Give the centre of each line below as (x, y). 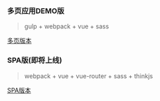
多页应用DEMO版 (36, 10)
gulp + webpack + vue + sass (66, 26)
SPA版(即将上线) (35, 60)
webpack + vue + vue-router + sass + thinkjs (89, 76)
